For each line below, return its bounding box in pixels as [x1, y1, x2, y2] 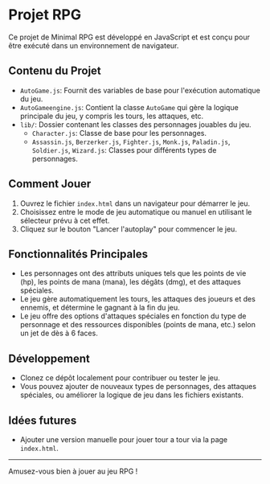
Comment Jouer [8, 177, 92, 191]
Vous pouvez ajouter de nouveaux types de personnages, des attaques [19, 382, 257, 392]
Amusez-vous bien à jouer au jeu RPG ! [8, 466, 138, 476]
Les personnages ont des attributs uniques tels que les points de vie [19, 269, 247, 278]
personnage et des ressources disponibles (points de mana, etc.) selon [19, 320, 256, 330]
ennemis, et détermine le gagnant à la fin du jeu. [19, 303, 181, 313]
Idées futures [8, 413, 77, 427]
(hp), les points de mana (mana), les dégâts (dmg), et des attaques [19, 277, 241, 287]
